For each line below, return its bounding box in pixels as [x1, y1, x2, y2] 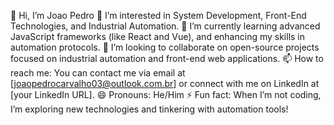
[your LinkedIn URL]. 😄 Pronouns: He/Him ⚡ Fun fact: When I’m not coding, [10, 89, 322, 100]
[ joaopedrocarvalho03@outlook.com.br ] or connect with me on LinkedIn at [10, 78, 320, 89]
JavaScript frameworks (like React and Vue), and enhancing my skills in [10, 31, 306, 42]
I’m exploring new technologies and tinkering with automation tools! [10, 103, 289, 115]
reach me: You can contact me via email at [10, 67, 186, 79]
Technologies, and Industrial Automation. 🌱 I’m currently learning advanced [10, 20, 321, 32]
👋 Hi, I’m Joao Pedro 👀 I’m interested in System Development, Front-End [10, 10, 307, 21]
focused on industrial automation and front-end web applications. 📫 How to [10, 53, 324, 64]
